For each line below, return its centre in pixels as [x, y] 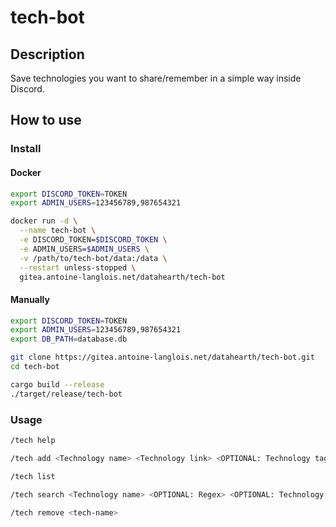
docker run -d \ [44, 221]
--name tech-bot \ [58, 231]
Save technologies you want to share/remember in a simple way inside [156, 78]
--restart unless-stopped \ [78, 267]
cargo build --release [57, 384]
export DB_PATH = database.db [69, 339]
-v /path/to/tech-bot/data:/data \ [93, 258]
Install [26, 149]
